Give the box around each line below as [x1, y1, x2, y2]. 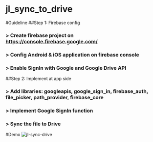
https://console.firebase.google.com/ [5, 38, 98, 45]
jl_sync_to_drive [5, 3, 73, 15]
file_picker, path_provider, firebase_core [5, 94, 104, 101]
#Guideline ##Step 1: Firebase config [5, 20, 80, 26]
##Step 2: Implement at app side [5, 76, 71, 82]
